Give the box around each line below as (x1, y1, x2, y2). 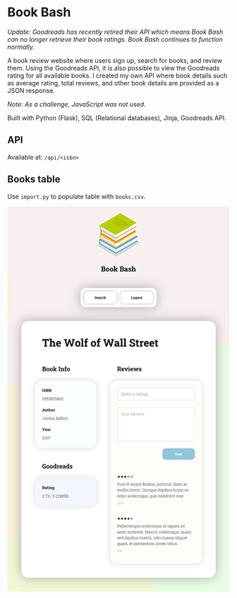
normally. (7, 42, 35, 51)
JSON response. (7, 86, 55, 95)
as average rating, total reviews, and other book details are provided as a (7, 78, 219, 87)
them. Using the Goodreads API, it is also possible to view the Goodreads (7, 64, 220, 72)
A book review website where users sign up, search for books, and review (7, 56, 222, 64)
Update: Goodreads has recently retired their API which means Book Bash (7, 28, 224, 36)
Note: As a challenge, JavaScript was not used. (7, 100, 146, 108)
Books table (7, 174, 61, 186)
